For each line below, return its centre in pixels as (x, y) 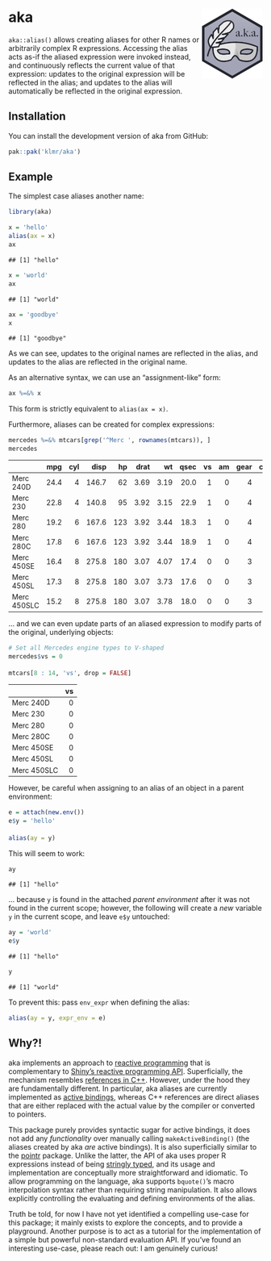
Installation (37, 117)
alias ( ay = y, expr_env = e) (57, 1018)
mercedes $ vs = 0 (35, 656)
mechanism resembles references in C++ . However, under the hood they (129, 1079)
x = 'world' (28, 275)
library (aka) (30, 212)
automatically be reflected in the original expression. (96, 91)
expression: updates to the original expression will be (97, 73)
